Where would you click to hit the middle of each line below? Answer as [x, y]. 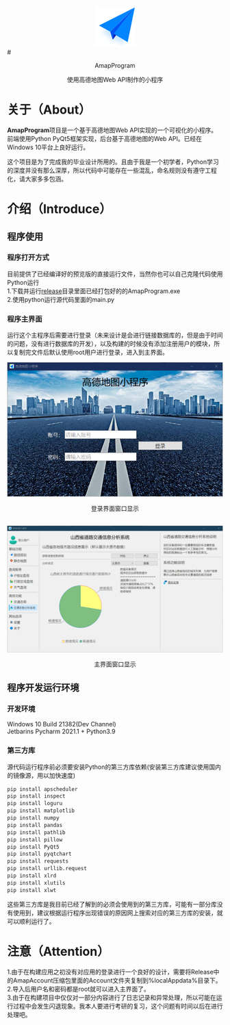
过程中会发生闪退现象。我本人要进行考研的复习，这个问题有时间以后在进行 [118, 1006]
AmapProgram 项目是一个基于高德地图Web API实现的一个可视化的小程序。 [112, 130]
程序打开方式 [28, 257]
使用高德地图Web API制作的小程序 [115, 79]
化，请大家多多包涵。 [37, 179]
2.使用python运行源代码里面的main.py [61, 299]
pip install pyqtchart [39, 854]
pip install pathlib [37, 832]
